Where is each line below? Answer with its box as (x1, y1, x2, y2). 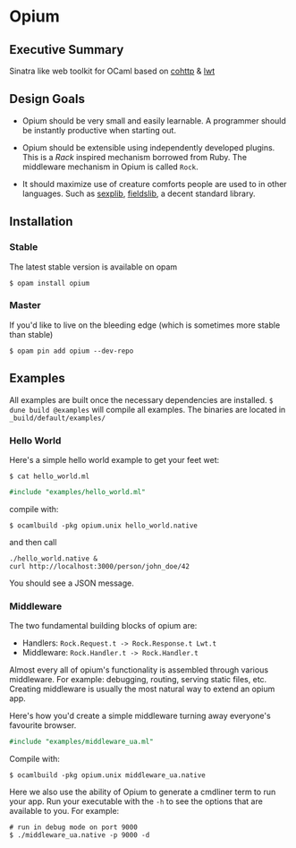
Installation (9, 214, 73, 229)
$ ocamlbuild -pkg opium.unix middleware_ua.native (9, 770, 206, 780)
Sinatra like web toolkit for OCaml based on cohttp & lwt (9, 65, 216, 76)
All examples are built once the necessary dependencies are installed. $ (9, 394, 274, 405)
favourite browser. (9, 720, 77, 731)
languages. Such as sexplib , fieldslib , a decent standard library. (21, 188, 256, 199)
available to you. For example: (9, 805, 120, 816)
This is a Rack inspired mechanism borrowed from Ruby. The (21, 151, 248, 162)
